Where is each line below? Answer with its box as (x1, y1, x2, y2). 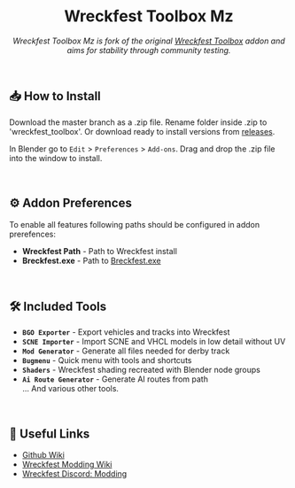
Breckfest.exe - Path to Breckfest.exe (21, 255, 161, 266)
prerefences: (9, 229, 56, 239)
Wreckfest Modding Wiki (21, 459, 113, 470)
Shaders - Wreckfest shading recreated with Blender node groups (21, 365, 261, 376)
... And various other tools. (21, 383, 120, 394)
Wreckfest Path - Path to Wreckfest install (21, 245, 177, 256)
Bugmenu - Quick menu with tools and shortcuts (21, 355, 192, 366)
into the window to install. (9, 152, 103, 163)
